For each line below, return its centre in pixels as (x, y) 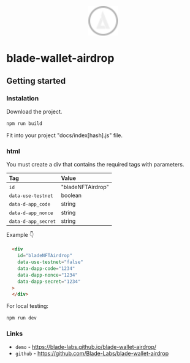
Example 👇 (20, 235)
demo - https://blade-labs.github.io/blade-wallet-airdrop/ (86, 347)
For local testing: (28, 306)
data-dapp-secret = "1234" (49, 282)
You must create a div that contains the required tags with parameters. (95, 165)
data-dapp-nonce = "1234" (48, 275)
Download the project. (34, 111)
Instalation (23, 98)
